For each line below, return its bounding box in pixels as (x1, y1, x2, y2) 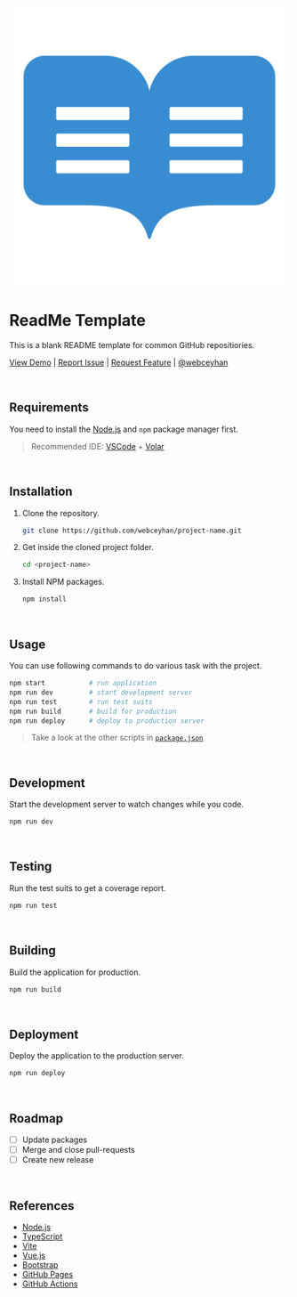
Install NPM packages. (21, 577, 105, 588)
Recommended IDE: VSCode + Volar (30, 441, 165, 451)
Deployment (9, 1026, 79, 1042)
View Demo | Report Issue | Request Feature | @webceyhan (9, 357, 229, 368)
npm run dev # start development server (9, 688, 193, 697)
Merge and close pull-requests (21, 1145, 135, 1155)
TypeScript (21, 1231, 63, 1242)
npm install (21, 595, 67, 604)
